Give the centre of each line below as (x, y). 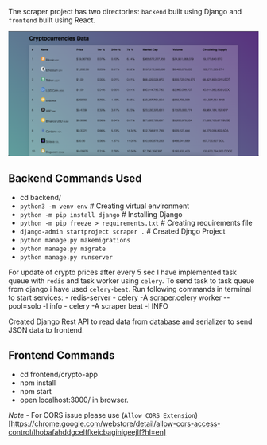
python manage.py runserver (66, 258)
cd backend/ (41, 198)
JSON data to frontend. (46, 330)
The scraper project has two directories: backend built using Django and (125, 12)
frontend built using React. (52, 20)
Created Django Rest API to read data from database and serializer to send (130, 321)
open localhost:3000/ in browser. (74, 400)
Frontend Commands (62, 355)
